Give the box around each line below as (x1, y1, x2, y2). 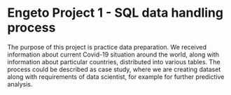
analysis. (7, 80, 33, 88)
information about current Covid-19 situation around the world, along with (7, 50, 219, 59)
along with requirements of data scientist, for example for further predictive (7, 72, 225, 81)
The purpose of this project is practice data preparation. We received (7, 43, 207, 51)
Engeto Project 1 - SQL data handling (7, 5, 224, 21)
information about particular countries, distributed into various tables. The (7, 57, 220, 66)
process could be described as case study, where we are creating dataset (7, 65, 221, 73)
